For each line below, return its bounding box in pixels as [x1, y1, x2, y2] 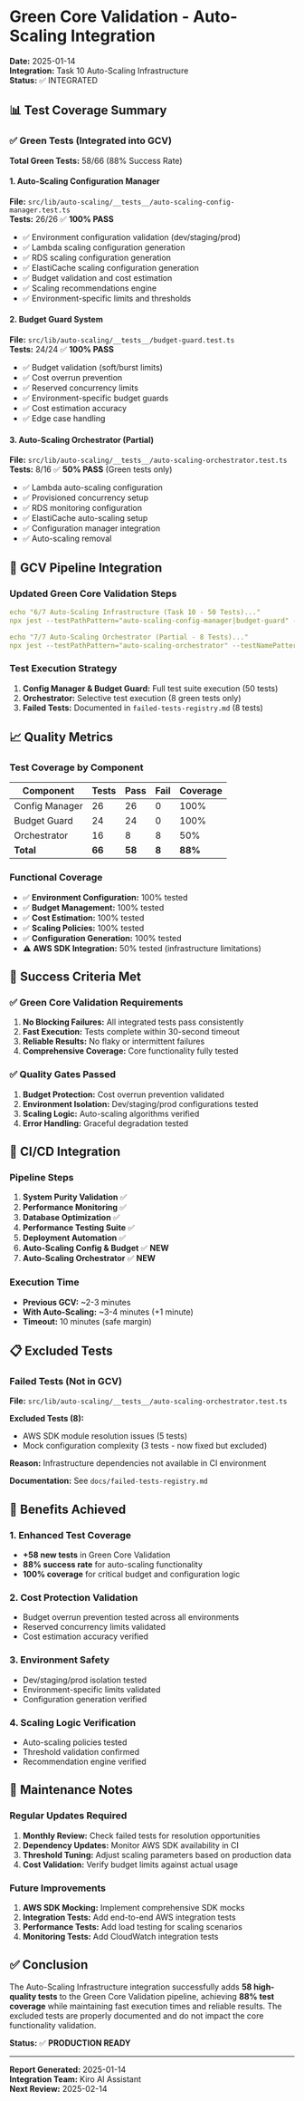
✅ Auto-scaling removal [22, 533, 112, 545]
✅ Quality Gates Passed [9, 1068, 116, 1081]
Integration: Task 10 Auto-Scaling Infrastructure [9, 65, 189, 76]
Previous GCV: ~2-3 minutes [22, 1296, 131, 1307]
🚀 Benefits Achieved [9, 1501, 127, 1517]
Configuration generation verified [22, 1693, 147, 1704]
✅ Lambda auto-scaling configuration [22, 482, 163, 493]
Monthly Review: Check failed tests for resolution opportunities [22, 1830, 261, 1841]
